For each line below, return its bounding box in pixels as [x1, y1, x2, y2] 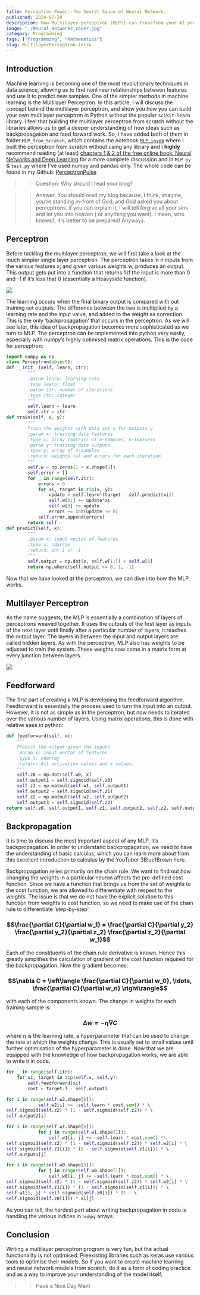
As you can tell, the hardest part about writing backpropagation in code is [6, 1206, 187, 1213]
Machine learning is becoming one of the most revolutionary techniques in [6, 80, 189, 87]
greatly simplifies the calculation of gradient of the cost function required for [6, 955, 194, 962]
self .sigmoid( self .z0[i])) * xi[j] [6, 1195, 95, 1202]
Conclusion [6, 1230, 50, 1240]
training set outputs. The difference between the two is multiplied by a [6, 304, 179, 311]
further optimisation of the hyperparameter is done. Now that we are [6, 1045, 174, 1052]
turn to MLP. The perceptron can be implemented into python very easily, [6, 329, 186, 336]
